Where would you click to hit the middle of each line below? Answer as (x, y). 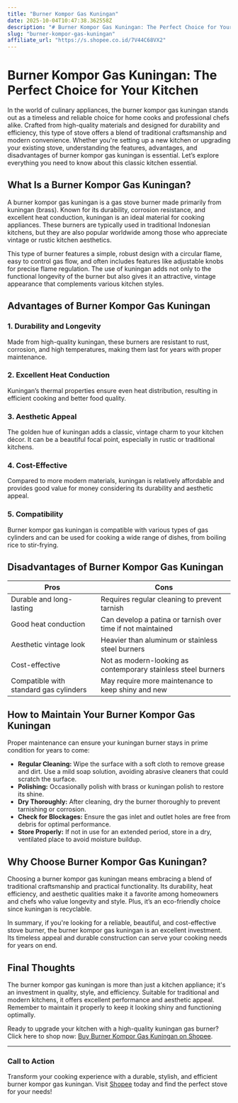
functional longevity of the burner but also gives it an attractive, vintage (112, 276)
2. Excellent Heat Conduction (58, 375)
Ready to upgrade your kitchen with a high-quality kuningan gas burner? (113, 1029)
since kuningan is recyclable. (50, 909)
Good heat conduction (48, 623)
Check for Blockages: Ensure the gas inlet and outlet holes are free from (124, 817)
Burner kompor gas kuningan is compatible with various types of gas (108, 530)
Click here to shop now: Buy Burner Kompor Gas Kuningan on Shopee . (110, 1036)
